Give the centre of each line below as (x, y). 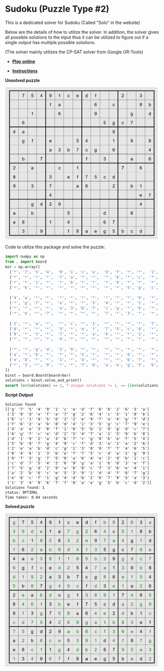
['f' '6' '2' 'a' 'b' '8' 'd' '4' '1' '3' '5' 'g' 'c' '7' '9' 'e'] (78, 424)
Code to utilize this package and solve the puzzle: (55, 247)
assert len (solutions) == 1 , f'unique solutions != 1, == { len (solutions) (83, 386)
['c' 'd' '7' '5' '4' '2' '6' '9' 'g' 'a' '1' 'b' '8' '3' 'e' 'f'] (78, 463)
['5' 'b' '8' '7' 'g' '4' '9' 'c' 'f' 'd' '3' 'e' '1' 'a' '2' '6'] (78, 444)
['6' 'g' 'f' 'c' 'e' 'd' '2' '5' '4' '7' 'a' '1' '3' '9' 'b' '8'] (78, 434)
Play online (24, 61)
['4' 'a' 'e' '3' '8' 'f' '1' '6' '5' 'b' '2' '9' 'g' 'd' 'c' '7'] (78, 429)
